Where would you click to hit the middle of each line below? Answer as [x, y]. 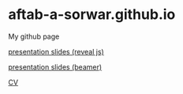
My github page [34, 36]
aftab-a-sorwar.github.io [92, 15]
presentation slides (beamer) [55, 67]
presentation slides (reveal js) [56, 51]
